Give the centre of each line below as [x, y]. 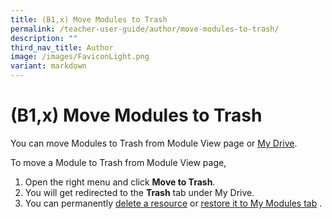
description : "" [44, 38]
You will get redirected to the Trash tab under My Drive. [139, 192]
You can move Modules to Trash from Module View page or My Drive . [154, 143]
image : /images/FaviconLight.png [80, 57]
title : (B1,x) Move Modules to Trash [89, 19]
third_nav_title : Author [62, 47]
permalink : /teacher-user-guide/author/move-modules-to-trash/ [145, 29]
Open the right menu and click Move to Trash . [120, 182]
